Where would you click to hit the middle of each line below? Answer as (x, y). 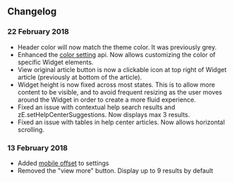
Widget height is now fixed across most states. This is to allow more (116, 85)
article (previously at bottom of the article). (80, 77)
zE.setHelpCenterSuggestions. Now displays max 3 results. (104, 114)
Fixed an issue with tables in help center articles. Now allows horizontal (121, 122)
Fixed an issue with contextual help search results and (96, 107)
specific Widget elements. (55, 62)
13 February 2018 (38, 147)
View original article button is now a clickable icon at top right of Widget (122, 69)
